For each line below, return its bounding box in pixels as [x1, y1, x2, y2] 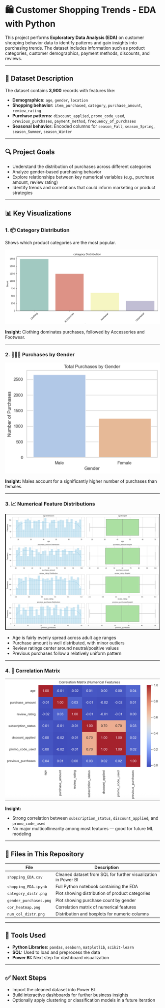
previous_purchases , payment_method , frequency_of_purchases [12, 118, 137, 124]
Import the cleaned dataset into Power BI [12, 987, 95, 993]
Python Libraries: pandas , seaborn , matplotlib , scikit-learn [12, 944, 134, 950]
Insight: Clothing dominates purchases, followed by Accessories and [5, 329, 145, 335]
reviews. [5, 55, 22, 61]
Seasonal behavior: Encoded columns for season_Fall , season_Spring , [12, 123, 155, 129]
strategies [12, 190, 33, 196]
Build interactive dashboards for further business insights [12, 992, 129, 998]
